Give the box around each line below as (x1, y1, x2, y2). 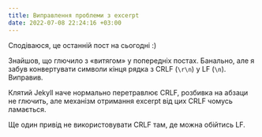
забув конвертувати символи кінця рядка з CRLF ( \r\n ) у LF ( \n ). (8, 64, 226, 73)
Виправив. (8, 72, 43, 82)
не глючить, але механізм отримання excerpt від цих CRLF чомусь (8, 96, 233, 106)
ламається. (8, 104, 47, 114)
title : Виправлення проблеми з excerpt (8, 11, 140, 20)
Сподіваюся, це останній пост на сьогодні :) (8, 40, 157, 50)
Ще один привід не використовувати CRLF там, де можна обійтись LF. (8, 120, 246, 129)
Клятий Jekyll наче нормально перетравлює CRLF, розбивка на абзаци (8, 87, 249, 97)
